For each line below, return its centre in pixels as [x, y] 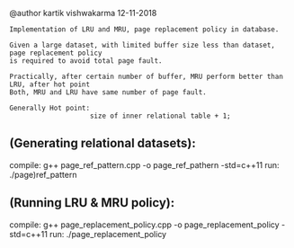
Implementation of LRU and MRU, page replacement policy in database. [144, 30]
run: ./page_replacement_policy [108, 234]
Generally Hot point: [50, 108]
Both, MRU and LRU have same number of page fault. [108, 93]
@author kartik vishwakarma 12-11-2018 [83, 13]
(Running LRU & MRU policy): [92, 203]
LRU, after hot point [50, 84]
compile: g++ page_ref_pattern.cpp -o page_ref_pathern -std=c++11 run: [145, 164]
